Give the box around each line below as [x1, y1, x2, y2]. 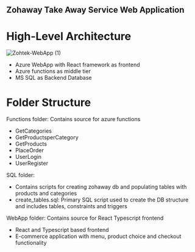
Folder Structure [6, 96, 91, 109]
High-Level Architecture [6, 29, 132, 43]
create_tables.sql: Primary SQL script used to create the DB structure [15, 196, 189, 203]
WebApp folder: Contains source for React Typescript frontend [6, 214, 164, 222]
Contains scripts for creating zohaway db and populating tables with [15, 183, 187, 191]
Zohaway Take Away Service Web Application [6, 5, 185, 15]
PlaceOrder [15, 147, 44, 154]
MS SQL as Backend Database [15, 74, 93, 82]
